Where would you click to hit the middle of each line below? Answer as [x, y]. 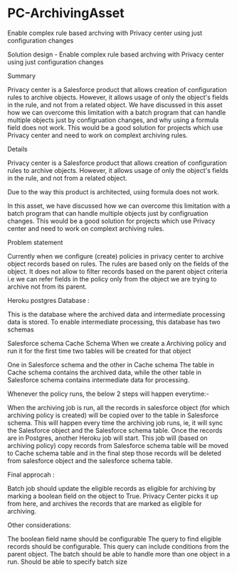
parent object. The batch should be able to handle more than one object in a [119, 554]
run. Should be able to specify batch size [68, 562]
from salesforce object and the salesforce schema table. [90, 460]
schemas [21, 329]
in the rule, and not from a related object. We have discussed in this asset [115, 104]
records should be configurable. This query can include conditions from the [118, 546]
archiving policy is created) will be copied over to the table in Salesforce [113, 415]
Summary [22, 76]
